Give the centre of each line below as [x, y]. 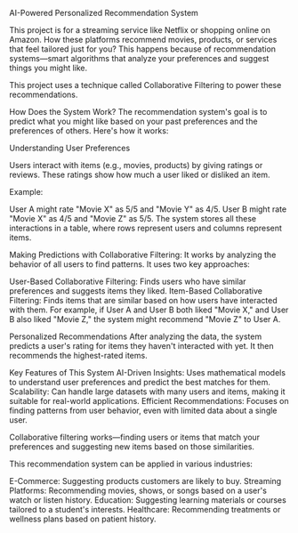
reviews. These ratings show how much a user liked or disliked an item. [140, 174]
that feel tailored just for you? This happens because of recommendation [143, 49]
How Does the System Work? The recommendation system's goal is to [138, 112]
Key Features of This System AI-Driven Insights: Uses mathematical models [148, 372]
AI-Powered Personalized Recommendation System [104, 13]
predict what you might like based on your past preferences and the [133, 121]
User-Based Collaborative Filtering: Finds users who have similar [128, 281]
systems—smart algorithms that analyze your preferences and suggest [139, 58]
